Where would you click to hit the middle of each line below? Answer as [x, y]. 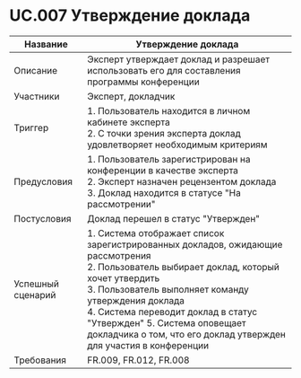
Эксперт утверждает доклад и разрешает [179, 59]
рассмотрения [119, 255]
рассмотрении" [121, 204]
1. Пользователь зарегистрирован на [169, 159]
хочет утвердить [124, 277]
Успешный [37, 284]
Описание [36, 70]
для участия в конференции [148, 345]
